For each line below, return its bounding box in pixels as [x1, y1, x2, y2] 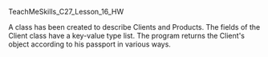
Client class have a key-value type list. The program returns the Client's [8, 31, 245, 40]
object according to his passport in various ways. [8, 39, 171, 49]
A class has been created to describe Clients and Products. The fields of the [8, 22, 261, 31]
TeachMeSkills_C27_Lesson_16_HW [8, 7, 124, 16]
